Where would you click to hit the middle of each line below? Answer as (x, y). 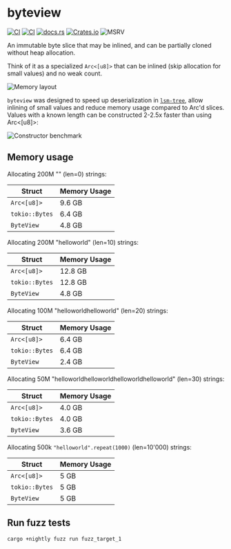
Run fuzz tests (39, 523)
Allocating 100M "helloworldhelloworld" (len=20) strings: (88, 310)
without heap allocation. (41, 53)
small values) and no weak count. (54, 73)
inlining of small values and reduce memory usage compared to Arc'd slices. (116, 107)
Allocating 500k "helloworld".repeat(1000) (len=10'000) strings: (99, 447)
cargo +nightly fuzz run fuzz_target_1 (64, 539)
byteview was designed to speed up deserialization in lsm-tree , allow (105, 100)
